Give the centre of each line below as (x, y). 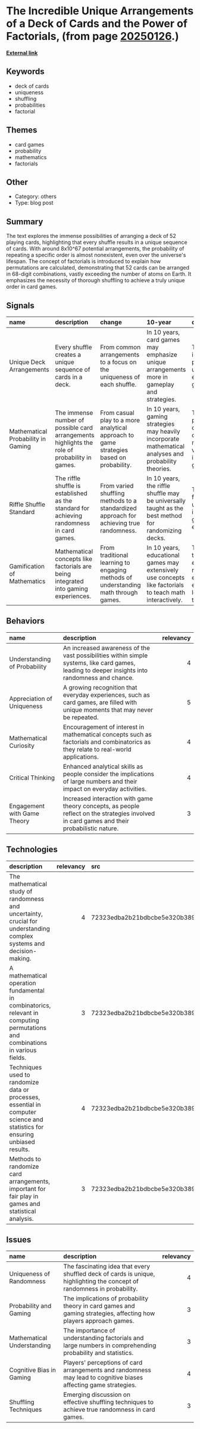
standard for (72, 508)
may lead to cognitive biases (103, 1378)
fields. (18, 1057)
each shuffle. (118, 384)
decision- (23, 951)
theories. (159, 468)
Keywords (25, 72)
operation (23, 983)
